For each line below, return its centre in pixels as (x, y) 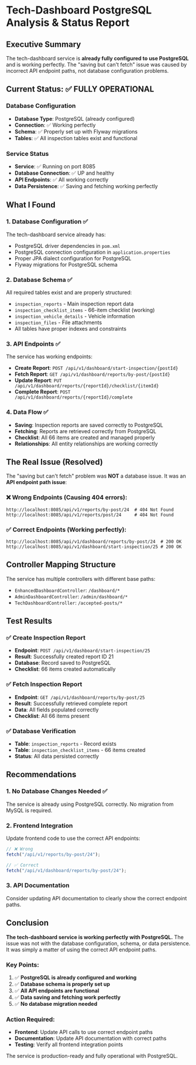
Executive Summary (44, 44)
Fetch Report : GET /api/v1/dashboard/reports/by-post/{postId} (92, 374)
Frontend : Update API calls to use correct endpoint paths (84, 1032)
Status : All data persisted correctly (57, 756)
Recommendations (41, 775)
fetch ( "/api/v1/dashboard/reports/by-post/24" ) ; (66, 870)
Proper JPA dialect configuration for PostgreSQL (73, 258)
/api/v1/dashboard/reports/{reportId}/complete (73, 397)
